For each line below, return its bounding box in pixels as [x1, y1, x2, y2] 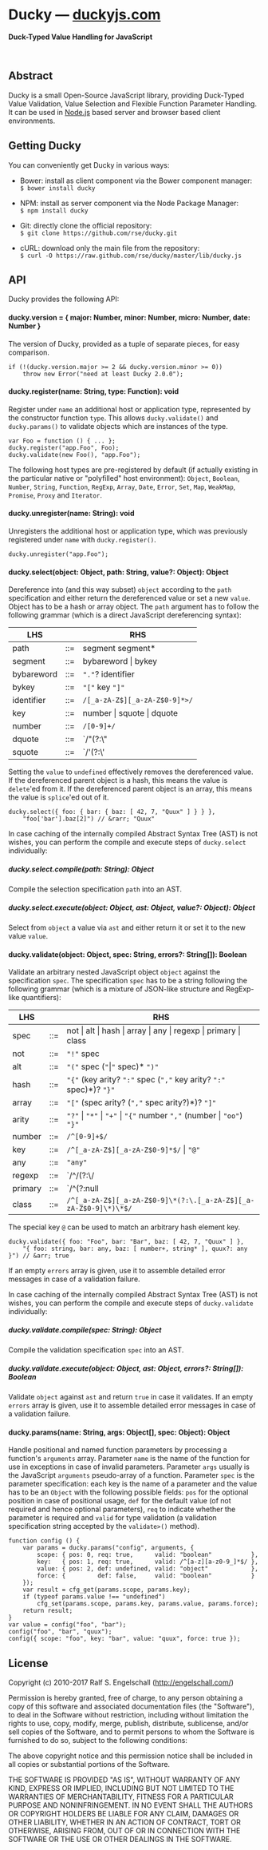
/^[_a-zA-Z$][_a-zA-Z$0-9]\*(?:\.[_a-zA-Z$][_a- [66, 1196, 255, 1205]
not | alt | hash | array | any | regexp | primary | [66, 1025, 241, 1036]
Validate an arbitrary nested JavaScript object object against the [8, 967, 221, 977]
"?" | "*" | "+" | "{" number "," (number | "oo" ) [66, 1110, 243, 1122]
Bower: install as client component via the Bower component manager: [19, 176, 253, 185]
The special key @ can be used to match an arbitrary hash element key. [8, 1222, 241, 1232]
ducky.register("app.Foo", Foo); [8, 443, 120, 452]
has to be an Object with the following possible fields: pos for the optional [8, 1487, 249, 1497]
